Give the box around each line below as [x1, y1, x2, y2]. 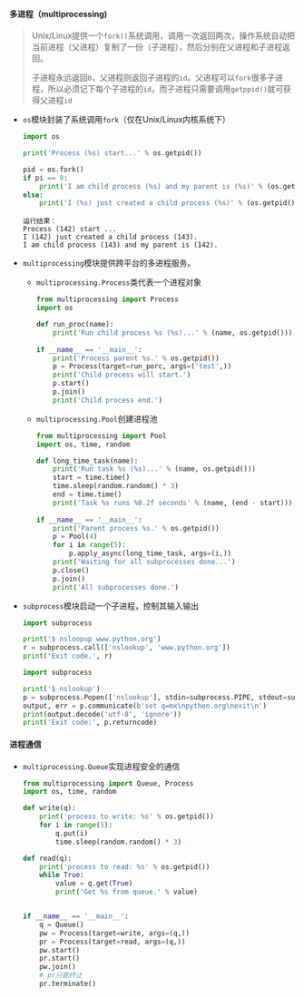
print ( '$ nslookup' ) [22, 684, 101, 693]
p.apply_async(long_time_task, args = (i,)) [68, 549, 232, 558]
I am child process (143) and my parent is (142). [22, 240, 219, 249]
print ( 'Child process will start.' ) [53, 370, 191, 380]
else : [22, 191, 44, 200]
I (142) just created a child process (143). [22, 232, 198, 242]
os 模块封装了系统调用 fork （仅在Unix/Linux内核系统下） [22, 114, 231, 125]
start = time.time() [53, 473, 131, 483]
